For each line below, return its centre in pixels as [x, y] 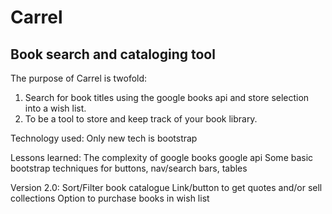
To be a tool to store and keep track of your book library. [141, 119]
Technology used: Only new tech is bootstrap [104, 138]
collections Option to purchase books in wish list [110, 198]
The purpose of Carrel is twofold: [79, 78]
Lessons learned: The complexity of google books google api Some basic [162, 157]
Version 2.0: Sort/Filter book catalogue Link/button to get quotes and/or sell [166, 187]
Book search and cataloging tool [113, 54]
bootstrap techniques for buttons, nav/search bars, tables [129, 168]
